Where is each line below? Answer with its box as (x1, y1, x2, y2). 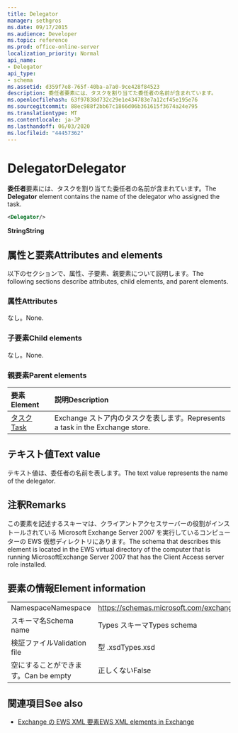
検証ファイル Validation (11, 638, 86, 648)
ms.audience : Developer (7, 30, 78, 38)
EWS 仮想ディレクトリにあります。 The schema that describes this (27, 537, 221, 545)
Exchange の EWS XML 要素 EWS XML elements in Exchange (17, 717, 195, 726)
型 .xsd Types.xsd (98, 643, 156, 653)
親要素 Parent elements (7, 370, 87, 380)
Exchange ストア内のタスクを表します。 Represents (54, 413, 226, 423)
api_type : (7, 70, 37, 77)
